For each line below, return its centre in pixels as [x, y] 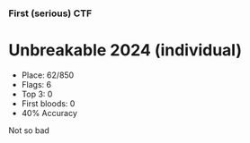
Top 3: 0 [37, 94]
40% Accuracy [49, 113]
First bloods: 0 [48, 103]
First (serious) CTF [50, 13]
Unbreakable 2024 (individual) [125, 50]
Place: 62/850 [48, 75]
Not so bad [29, 130]
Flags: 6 [36, 84]
